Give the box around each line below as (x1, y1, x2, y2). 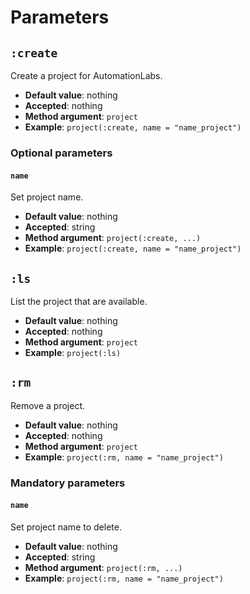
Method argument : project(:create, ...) (24, 232, 202, 244)
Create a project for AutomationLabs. (10, 70, 163, 81)
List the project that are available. (10, 295, 148, 307)
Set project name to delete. (10, 521, 122, 533)
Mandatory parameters (10, 476, 126, 490)
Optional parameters (10, 146, 113, 160)
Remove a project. (10, 399, 86, 411)
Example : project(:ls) (24, 346, 122, 358)
